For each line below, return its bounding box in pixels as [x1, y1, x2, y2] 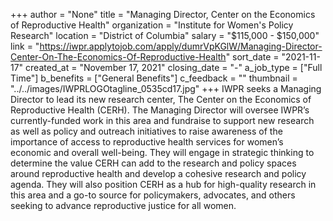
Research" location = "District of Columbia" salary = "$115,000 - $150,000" [10, 30, 320, 41]
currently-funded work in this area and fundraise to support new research [10, 115, 315, 126]
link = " [10, 40, 40, 52]
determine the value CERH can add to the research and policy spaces [10, 157, 297, 169]
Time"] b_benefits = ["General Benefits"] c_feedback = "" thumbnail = [10, 72, 298, 84]
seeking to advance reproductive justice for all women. [10, 200, 237, 211]
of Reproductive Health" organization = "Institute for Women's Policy [10, 19, 294, 31]
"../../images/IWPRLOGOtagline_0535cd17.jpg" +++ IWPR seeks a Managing [10, 83, 322, 94]
